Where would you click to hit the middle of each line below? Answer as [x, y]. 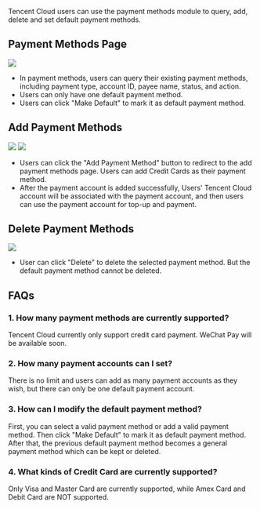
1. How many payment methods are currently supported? [119, 318]
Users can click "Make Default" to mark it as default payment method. [132, 103]
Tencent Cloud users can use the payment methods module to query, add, [128, 11]
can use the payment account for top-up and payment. [108, 204]
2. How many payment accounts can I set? [90, 364]
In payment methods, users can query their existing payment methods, [134, 78]
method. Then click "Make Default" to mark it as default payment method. [127, 434]
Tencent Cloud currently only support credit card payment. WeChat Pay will [130, 335]
